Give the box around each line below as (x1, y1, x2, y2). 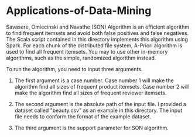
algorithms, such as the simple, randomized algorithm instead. (6, 54, 156, 61)
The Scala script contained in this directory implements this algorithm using (6, 36, 189, 43)
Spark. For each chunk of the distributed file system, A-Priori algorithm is (6, 42, 183, 49)
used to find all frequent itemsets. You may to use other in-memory (6, 48, 168, 55)
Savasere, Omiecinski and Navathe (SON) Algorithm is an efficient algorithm (6, 23, 189, 30)
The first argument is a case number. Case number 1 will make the (14, 77, 175, 84)
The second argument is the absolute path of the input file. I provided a (14, 100, 186, 107)
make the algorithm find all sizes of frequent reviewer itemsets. (14, 89, 167, 96)
